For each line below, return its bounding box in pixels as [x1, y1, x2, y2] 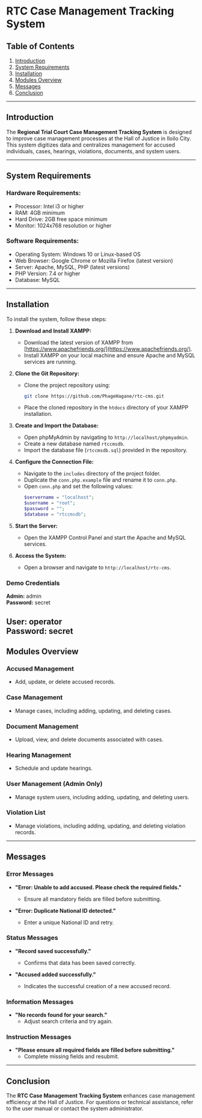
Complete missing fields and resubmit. [23, 1053, 120, 1060]
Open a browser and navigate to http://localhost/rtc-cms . [23, 563, 171, 571]
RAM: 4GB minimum [14, 209, 65, 216]
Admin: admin [6, 593, 42, 600]
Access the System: [14, 552, 67, 559]
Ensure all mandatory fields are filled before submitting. [23, 895, 162, 902]
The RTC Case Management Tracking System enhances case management [6, 1092, 195, 1099]
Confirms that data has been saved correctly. [23, 959, 136, 966]
